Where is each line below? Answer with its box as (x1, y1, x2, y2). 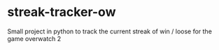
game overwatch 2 (7, 34, 62, 42)
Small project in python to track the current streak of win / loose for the (7, 27, 212, 35)
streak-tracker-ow (7, 4, 116, 20)
